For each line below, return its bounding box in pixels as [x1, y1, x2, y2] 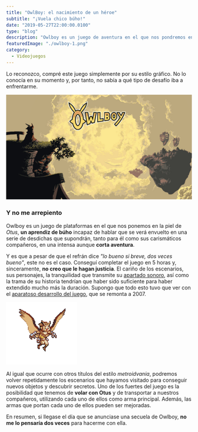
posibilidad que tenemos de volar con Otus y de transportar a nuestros [6, 389, 179, 396]
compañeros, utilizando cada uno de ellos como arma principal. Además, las [6, 395, 192, 402]
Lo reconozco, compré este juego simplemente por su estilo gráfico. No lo [6, 70, 187, 77]
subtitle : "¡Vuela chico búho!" [6, 15, 85, 22]
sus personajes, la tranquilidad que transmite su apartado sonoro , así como [6, 271, 189, 278]
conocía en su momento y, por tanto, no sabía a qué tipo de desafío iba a [6, 76, 183, 83]
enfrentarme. [6, 83, 38, 90]
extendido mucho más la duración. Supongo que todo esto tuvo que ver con [6, 284, 192, 291]
